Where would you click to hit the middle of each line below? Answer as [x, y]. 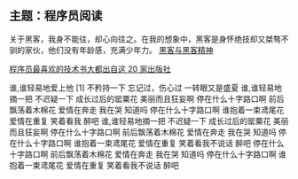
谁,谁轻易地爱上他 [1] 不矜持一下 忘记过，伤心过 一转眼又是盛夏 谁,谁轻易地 [145, 88]
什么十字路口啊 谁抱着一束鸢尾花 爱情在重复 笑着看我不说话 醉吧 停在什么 [150, 143]
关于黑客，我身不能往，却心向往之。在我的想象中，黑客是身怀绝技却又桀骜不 [149, 39]
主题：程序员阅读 [56, 16]
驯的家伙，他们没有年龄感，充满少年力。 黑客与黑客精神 [111, 50]
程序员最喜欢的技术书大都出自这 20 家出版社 [90, 68]
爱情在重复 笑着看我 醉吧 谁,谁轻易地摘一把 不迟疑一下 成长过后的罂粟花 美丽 [149, 121]
